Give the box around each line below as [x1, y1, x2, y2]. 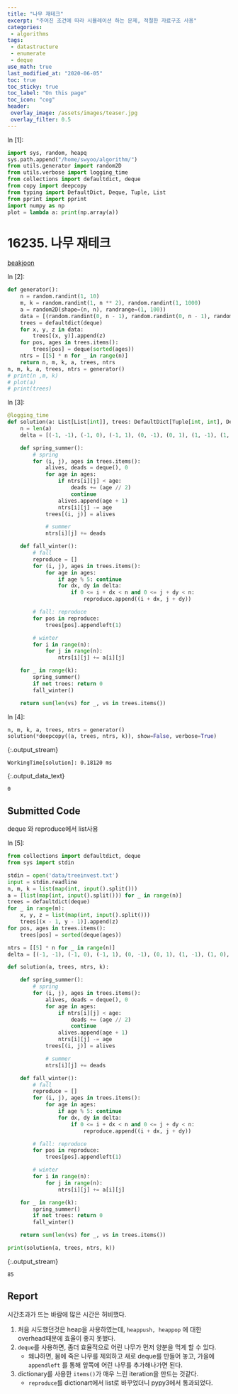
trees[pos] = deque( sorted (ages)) [33, 346, 135, 353]
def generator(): [7, 286, 59, 293]
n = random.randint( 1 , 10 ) [20, 293, 100, 300]
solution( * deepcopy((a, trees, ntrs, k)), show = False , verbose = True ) [7, 733, 217, 740]
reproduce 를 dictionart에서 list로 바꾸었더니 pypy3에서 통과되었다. [28, 1378, 214, 1387]
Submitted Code [7, 805, 81, 817]
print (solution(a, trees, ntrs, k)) [7, 1244, 115, 1251]
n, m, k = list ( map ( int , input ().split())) [7, 885, 138, 892]
